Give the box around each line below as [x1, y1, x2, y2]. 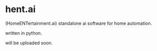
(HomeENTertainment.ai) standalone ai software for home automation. [5, 20, 152, 26]
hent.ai [5, 4, 36, 15]
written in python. [5, 30, 42, 36]
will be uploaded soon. [5, 39, 53, 46]
